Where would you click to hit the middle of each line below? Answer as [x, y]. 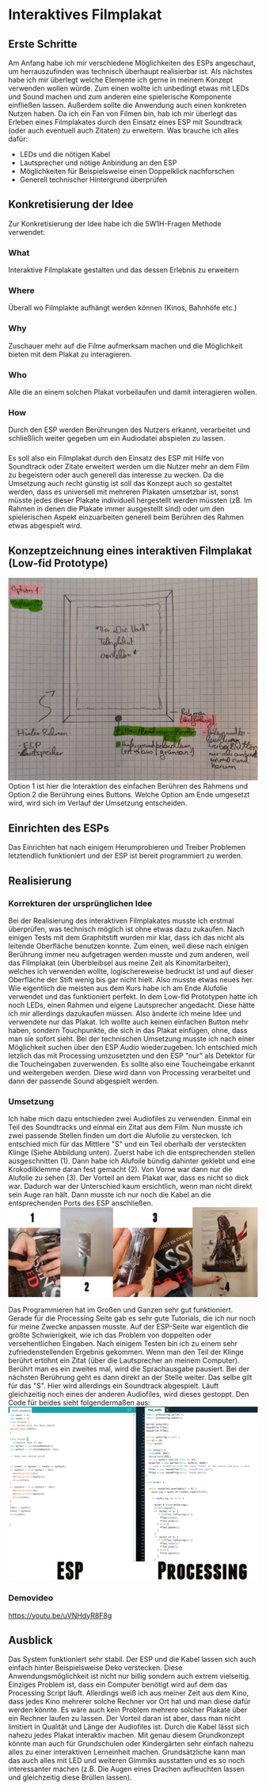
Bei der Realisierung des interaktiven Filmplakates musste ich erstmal [121, 920]
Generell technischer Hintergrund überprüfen [93, 179]
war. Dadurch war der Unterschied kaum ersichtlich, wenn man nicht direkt [130, 1186]
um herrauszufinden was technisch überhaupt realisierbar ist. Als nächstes [131, 71]
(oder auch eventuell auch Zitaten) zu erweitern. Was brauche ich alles [123, 130]
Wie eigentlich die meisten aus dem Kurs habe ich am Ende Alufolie [118, 988]
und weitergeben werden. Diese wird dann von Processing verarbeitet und [129, 1072]
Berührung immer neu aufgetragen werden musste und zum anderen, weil [129, 954]
